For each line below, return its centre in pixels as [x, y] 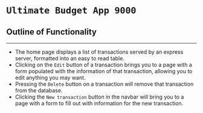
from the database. [39, 90]
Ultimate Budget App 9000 [71, 11]
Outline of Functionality [51, 32]
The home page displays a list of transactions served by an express [99, 52]
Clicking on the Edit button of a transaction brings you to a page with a [103, 65]
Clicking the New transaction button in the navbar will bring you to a [99, 97]
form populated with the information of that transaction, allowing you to [104, 71]
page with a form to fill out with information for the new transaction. [99, 103]
